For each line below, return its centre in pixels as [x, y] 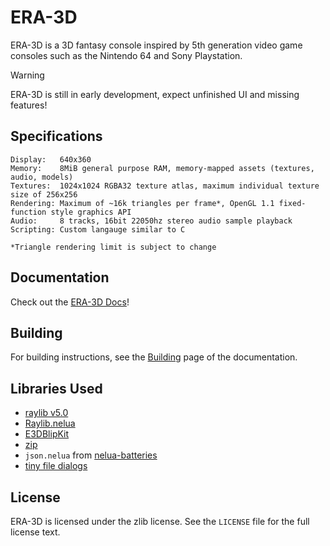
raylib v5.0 [46, 413]
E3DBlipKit [47, 434]
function [28, 212]
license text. [35, 532]
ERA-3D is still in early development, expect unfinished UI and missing [155, 94]
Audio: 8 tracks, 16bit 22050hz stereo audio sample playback [151, 221]
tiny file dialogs [56, 466]
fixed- [292, 203]
